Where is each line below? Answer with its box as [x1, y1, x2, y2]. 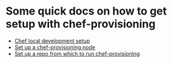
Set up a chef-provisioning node [14, 44, 95, 51]
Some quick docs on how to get [5, 4, 168, 18]
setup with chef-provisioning [5, 17, 156, 31]
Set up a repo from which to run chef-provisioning [14, 50, 140, 57]
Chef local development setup [14, 37, 90, 44]
